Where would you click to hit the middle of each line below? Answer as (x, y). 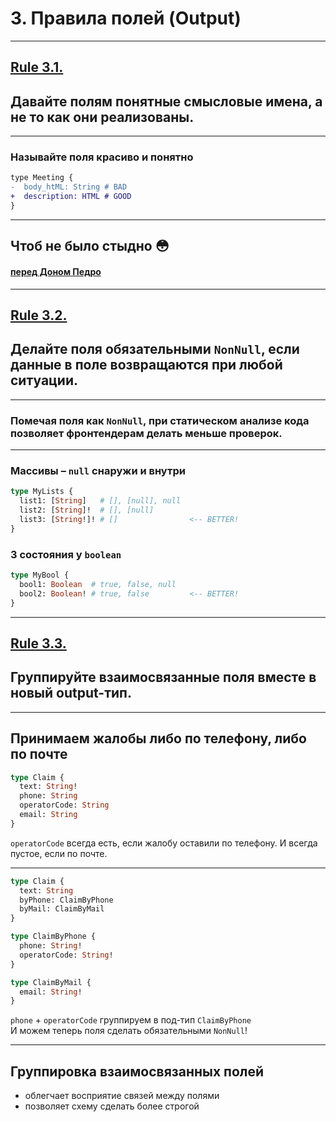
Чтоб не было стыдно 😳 (90, 246)
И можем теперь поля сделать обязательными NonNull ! (129, 1031)
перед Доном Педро (56, 271)
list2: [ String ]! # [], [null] (87, 510)
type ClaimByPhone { (53, 937)
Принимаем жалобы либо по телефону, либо (158, 738)
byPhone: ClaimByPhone (66, 900)
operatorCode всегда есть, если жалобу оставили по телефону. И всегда (164, 843)
